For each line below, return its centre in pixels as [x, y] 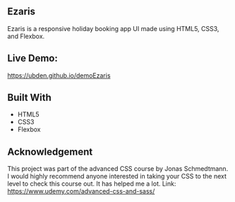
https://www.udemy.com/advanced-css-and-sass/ [81, 191]
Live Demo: [32, 58]
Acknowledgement [50, 151]
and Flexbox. [26, 36]
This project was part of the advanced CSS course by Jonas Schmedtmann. [118, 169]
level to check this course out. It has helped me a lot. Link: [92, 184]
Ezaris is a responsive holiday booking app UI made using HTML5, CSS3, [113, 28]
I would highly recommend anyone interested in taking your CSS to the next [117, 177]
